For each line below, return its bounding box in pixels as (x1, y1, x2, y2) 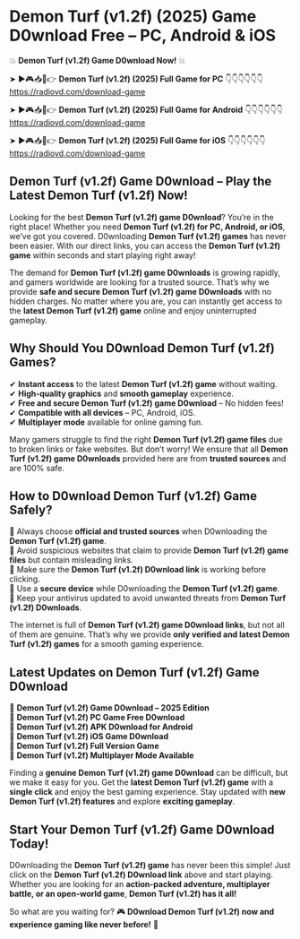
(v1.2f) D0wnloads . (9, 602, 82, 613)
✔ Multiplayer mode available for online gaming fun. (9, 417, 203, 427)
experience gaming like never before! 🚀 (9, 919, 159, 929)
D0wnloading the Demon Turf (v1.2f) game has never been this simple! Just (9, 860, 291, 870)
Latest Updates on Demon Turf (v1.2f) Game (9, 665, 260, 680)
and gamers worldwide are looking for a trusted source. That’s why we (9, 276, 270, 288)
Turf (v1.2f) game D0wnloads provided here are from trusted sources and (9, 452, 287, 463)
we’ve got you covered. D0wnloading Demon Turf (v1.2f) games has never (9, 230, 287, 241)
